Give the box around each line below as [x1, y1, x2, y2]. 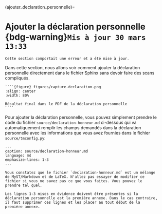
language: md [5, 153, 32, 158]
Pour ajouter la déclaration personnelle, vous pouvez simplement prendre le [5, 114, 157, 120]
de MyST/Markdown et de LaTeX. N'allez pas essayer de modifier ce [5, 174, 145, 179]
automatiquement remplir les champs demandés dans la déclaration [5, 124, 141, 131]
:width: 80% [5, 93, 29, 98]
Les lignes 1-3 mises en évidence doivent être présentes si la [5, 191, 138, 196]
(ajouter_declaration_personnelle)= [5, 4, 75, 10]
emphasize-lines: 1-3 [5, 157, 49, 162]
